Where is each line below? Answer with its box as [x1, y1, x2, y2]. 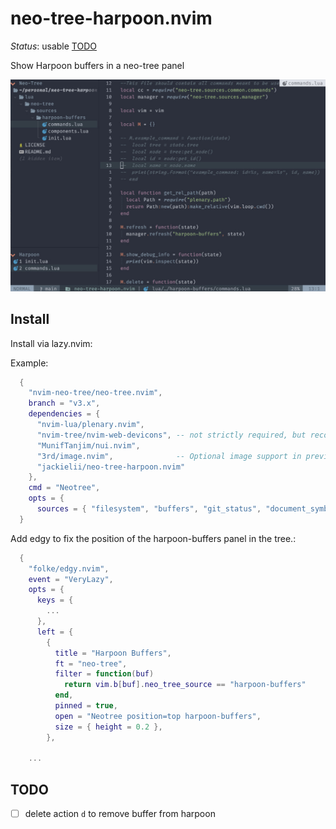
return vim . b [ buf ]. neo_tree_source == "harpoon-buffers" [63, 680, 307, 690]
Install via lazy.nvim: [10, 337, 93, 349]
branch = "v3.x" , [28, 398, 101, 409]
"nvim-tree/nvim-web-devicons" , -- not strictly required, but [36, 430, 307, 440]
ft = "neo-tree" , [54, 658, 128, 669]
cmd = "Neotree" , [28, 483, 101, 493]
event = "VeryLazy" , [28, 574, 114, 584]
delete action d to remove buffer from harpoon [24, 808, 216, 820]
